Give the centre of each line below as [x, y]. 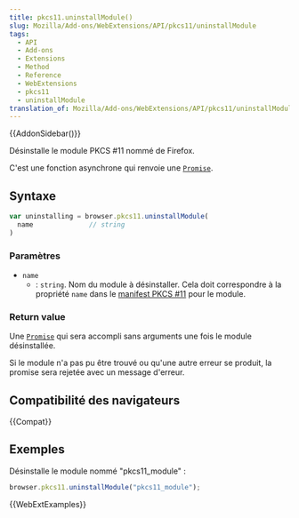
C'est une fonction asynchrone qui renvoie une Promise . [111, 168]
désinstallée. [32, 346]
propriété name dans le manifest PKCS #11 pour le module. [141, 293]
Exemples [37, 450]
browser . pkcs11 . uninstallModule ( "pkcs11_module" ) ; [105, 487]
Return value [37, 316]
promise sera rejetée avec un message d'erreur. [97, 372]
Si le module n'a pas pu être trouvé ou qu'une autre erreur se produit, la [141, 363]
